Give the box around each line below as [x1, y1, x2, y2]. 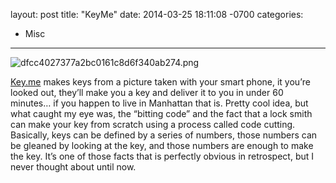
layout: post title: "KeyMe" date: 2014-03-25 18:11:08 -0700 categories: [10, 9, 304, 20]
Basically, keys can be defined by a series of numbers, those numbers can [10, 129, 318, 141]
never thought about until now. [10, 161, 137, 173]
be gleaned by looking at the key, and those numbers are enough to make [10, 140, 314, 151]
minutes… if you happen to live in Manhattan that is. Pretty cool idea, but [10, 97, 309, 109]
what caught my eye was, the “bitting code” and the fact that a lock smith [10, 108, 313, 119]
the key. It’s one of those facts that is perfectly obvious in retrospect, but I [10, 150, 315, 162]
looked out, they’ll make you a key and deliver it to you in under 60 [10, 87, 284, 98]
